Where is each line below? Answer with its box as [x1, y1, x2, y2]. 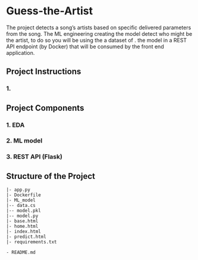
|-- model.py [6, 213, 39, 219]
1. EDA [6, 120, 25, 129]
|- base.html [6, 218, 39, 224]
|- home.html [6, 224, 39, 230]
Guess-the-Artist [6, 4, 93, 18]
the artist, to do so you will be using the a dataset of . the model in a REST [6, 36, 187, 44]
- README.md [6, 249, 36, 256]
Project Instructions [6, 67, 81, 77]
